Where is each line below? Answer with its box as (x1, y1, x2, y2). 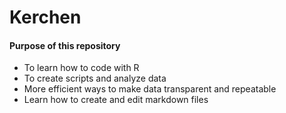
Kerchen (9, 6, 82, 29)
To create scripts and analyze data (23, 72, 167, 85)
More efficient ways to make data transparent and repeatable (23, 83, 277, 95)
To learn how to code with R (23, 62, 140, 74)
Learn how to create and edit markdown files (23, 94, 209, 106)
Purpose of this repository (9, 39, 121, 51)
